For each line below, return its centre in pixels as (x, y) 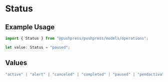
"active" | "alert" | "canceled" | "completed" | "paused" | (70, 74)
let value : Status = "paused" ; (38, 47)
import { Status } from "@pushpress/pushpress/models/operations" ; (77, 38)
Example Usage (30, 27)
